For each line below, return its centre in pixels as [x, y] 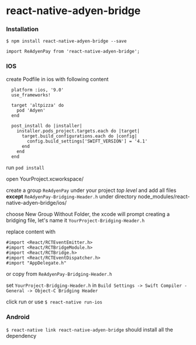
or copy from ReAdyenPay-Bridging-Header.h [59, 273]
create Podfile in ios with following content [57, 79]
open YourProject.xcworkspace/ [45, 179]
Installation [23, 29]
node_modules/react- [164, 196]
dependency [21, 336]
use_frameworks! [31, 95]
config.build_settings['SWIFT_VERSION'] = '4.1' [87, 141]
